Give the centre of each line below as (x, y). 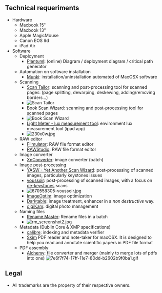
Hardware (22, 20)
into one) (36, 258)
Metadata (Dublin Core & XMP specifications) (65, 227)
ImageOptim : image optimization (59, 196)
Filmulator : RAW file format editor (60, 144)
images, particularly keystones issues (64, 175)
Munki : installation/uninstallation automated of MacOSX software (92, 77)
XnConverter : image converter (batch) (65, 159)
